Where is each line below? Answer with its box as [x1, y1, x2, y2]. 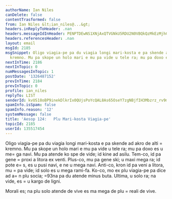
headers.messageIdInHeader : [5, 31, 66, 36]
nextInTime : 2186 [5, 60, 42, 65]
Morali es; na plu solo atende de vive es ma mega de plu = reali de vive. [5, 188, 157, 194]
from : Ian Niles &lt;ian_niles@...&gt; [5, 21, 91, 27]
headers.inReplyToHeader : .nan [5, 27, 72, 32]
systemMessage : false [5, 112, 52, 117]
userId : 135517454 [5, 126, 45, 131]
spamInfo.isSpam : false [5, 103, 56, 108]
